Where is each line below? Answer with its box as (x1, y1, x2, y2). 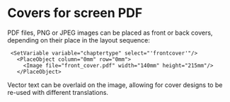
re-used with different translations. (7, 88, 108, 96)
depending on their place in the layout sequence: (7, 35, 151, 44)
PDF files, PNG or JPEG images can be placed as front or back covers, (7, 28, 213, 37)
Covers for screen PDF (7, 5, 143, 21)
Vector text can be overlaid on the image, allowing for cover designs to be (7, 80, 223, 89)
